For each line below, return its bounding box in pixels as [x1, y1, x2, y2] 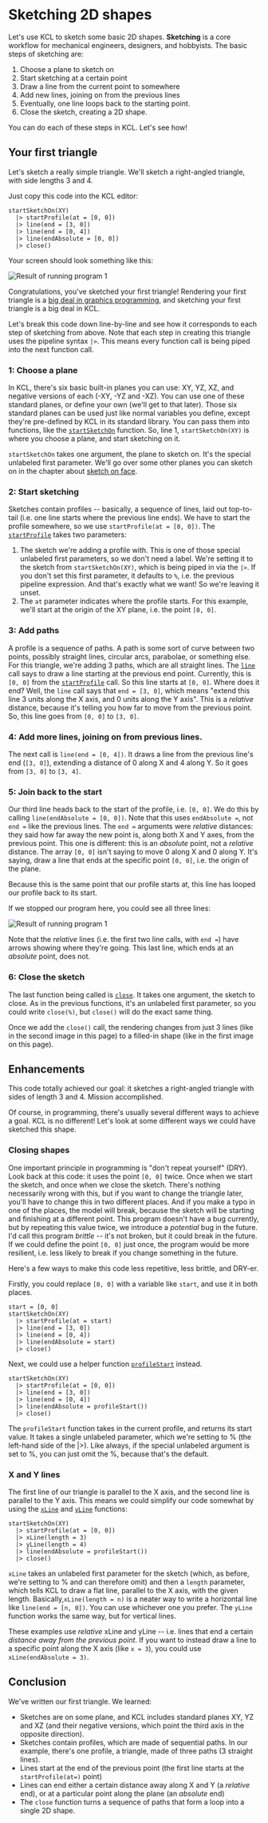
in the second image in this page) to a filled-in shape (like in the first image [8, 1031, 254, 1040]
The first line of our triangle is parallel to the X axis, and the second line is [8, 1487, 250, 1496]
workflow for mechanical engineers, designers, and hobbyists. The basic [8, 40, 248, 50]
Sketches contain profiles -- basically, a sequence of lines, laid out [8, 504, 227, 514]
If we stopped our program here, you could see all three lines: [8, 903, 211, 913]
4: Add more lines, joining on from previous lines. [8, 731, 203, 742]
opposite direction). [19, 1729, 85, 1738]
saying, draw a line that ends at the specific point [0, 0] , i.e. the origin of [8, 855, 249, 865]
